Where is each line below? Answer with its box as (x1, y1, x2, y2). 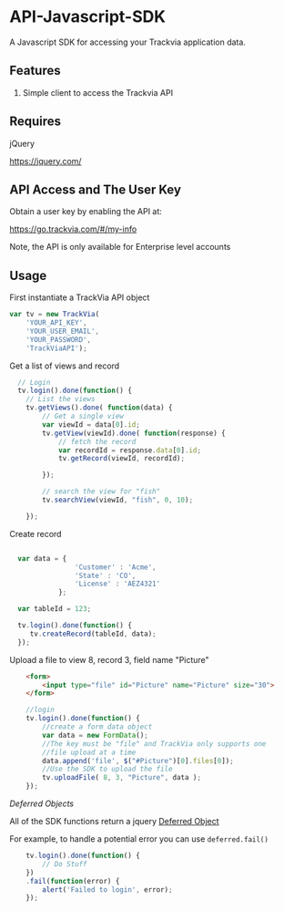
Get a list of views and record (9, 360, 120, 371)
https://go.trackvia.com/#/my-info (9, 223, 137, 234)
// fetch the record (57, 437, 137, 446)
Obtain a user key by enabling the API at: (9, 206, 162, 217)
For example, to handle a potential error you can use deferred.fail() (9, 833, 269, 844)
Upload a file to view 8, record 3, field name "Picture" (9, 654, 209, 665)
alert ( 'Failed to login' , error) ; (42, 885, 173, 895)
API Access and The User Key (9, 181, 182, 197)
